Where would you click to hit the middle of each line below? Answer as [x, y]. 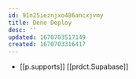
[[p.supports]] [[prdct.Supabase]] [74, 66]
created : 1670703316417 [47, 45]
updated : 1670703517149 [47, 37]
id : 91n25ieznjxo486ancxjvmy [56, 15]
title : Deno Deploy [40, 23]
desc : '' [22, 30]
